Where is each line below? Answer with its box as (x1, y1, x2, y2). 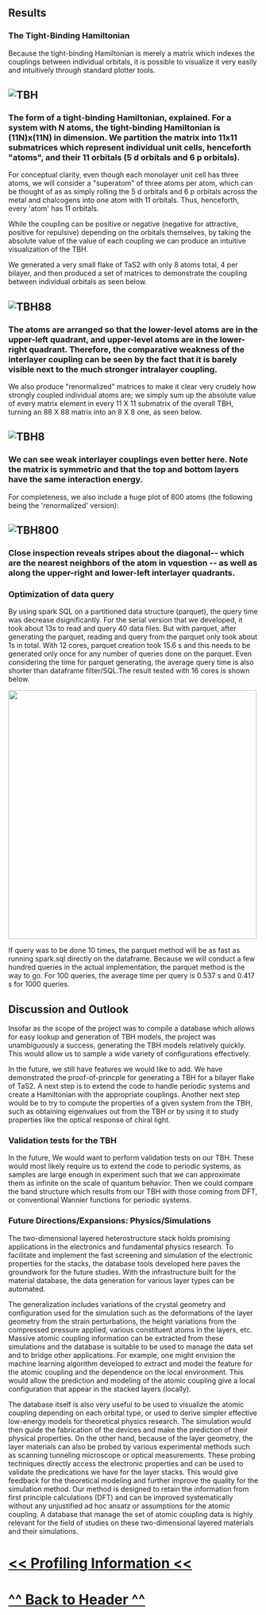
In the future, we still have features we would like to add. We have (8, 1064, 223, 1074)
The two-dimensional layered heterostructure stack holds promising (8, 1233, 230, 1242)
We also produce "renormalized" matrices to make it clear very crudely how (8, 382, 256, 392)
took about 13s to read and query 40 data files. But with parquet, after (8, 624, 237, 634)
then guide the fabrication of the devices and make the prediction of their (8, 1425, 249, 1434)
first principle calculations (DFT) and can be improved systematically (8, 1492, 233, 1502)
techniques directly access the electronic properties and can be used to (8, 1458, 244, 1468)
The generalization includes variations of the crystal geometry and (8, 1299, 226, 1309)
